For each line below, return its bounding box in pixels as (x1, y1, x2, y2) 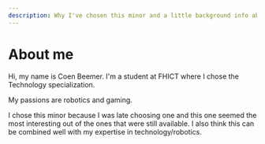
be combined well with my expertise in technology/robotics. (8, 127, 203, 136)
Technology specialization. (8, 79, 95, 89)
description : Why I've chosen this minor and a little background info (8, 11, 248, 20)
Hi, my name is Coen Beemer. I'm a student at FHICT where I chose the (8, 72, 239, 81)
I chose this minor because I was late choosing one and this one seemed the (8, 110, 257, 120)
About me (8, 45, 74, 63)
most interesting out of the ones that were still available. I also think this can (8, 119, 255, 128)
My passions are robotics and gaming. (8, 95, 132, 105)
